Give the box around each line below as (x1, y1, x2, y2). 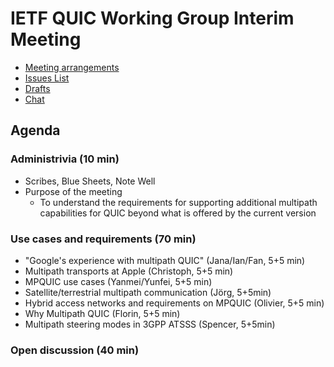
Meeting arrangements (24, 61, 120, 73)
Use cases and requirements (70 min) (10, 232, 197, 246)
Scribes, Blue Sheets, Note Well (24, 175, 156, 187)
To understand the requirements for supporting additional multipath (39, 196, 318, 208)
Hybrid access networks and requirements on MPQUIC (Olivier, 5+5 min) (24, 297, 325, 309)
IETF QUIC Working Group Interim (10, 7, 295, 30)
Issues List (24, 72, 70, 84)
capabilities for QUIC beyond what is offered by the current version (39, 207, 317, 219)
